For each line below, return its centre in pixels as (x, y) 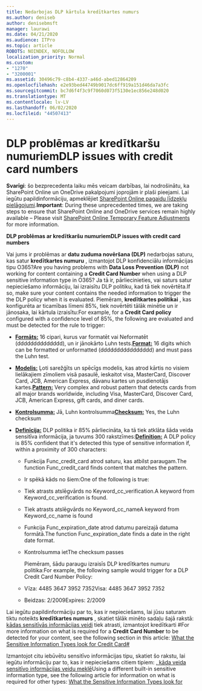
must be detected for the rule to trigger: (56, 325)
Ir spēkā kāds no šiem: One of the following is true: (86, 479)
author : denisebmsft (32, 23)
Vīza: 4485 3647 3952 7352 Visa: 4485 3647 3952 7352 (94, 589)
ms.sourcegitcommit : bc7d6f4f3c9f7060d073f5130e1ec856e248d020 (88, 91)
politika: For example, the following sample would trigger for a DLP (106, 570)
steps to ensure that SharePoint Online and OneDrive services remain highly (101, 212)
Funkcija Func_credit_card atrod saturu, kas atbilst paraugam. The (105, 461)
